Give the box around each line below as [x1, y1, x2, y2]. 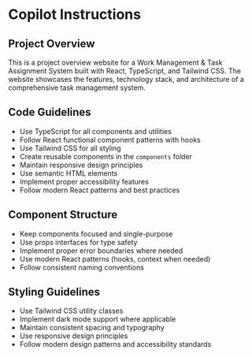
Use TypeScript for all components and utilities [19, 126, 172, 136]
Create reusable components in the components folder [19, 151, 193, 161]
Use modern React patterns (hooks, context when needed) [19, 254, 211, 263]
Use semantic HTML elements [19, 168, 118, 178]
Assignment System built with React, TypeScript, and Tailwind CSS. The [8, 66, 242, 76]
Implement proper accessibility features [19, 177, 150, 186]
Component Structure [8, 208, 118, 221]
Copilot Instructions [8, 6, 142, 24]
